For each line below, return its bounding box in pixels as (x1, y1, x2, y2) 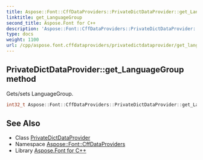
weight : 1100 (6, 37, 39, 43)
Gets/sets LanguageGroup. (6, 90, 74, 97)
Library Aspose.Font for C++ (14, 147, 86, 154)
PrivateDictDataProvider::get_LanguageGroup (6, 64, 184, 75)
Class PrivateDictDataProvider (14, 134, 91, 141)
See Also (6, 118, 40, 128)
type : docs (6, 31, 34, 37)
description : (6, 25, 39, 32)
